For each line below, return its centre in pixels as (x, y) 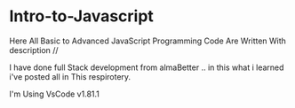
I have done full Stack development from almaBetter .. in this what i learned (147, 67)
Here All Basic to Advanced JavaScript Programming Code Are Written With (148, 41)
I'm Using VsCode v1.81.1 (55, 94)
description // (34, 50)
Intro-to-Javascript (81, 16)
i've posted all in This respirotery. (70, 76)
